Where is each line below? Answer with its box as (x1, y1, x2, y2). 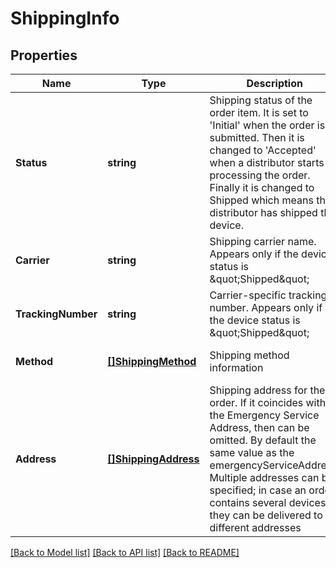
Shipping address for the (209, 383, 326, 397)
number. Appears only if (209, 301, 323, 314)
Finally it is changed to (209, 181, 315, 194)
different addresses (209, 521, 302, 534)
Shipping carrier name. (209, 235, 317, 248)
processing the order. (209, 168, 311, 182)
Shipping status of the (209, 93, 313, 107)
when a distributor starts (209, 156, 325, 169)
